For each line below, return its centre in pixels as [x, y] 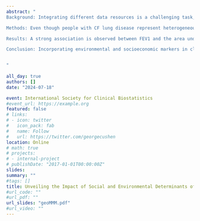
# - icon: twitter [29, 120]
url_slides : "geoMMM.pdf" [38, 203]
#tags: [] [18, 181]
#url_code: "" [24, 192]
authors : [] [21, 82]
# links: [17, 115]
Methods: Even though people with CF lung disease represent [84, 28]
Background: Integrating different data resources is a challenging [93, 17]
